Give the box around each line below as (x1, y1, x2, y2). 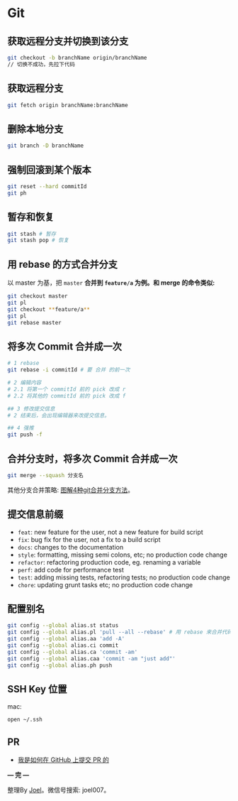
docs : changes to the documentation (17, 543, 124, 551)
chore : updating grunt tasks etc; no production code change (17, 580, 193, 589)
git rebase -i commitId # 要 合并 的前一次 (7, 366, 130, 374)
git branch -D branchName (7, 142, 84, 150)
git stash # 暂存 (7, 230, 57, 237)
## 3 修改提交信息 (7, 405, 55, 413)
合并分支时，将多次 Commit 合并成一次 (7, 452, 178, 464)
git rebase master (7, 319, 62, 326)
